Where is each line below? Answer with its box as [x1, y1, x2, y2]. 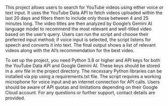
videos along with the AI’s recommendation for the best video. [5, 48, 135, 53]
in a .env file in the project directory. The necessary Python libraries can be [5, 68, 162, 74]
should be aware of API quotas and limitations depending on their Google [5, 84, 158, 90]
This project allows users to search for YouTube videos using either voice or [5, 5, 163, 10]
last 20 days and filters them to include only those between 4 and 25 [5, 15, 149, 21]
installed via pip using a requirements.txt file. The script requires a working [5, 74, 161, 79]
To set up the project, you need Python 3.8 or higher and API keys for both [5, 57, 160, 63]
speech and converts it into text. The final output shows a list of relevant [5, 42, 156, 48]
